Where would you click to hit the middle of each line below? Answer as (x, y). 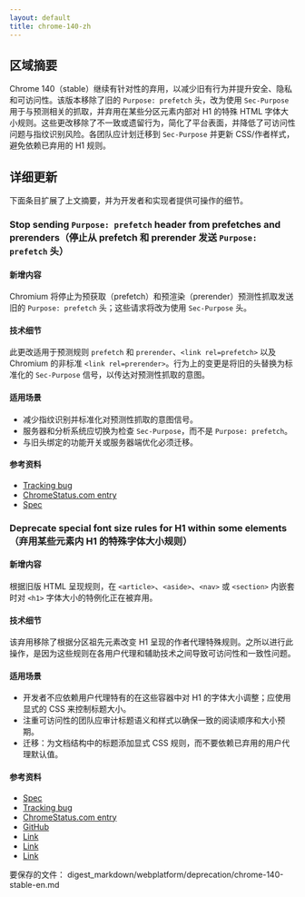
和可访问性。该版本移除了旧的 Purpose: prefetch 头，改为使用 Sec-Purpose (149, 100)
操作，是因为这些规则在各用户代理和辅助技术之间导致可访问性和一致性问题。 (152, 654)
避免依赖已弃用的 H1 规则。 (60, 145)
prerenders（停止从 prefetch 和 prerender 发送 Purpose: (133, 238)
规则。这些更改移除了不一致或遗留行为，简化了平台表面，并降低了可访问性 (156, 123)
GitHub (36, 826)
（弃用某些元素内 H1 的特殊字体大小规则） (101, 541)
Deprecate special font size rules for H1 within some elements (148, 527)
